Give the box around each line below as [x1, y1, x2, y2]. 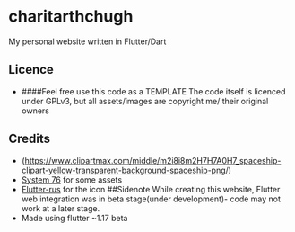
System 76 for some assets [21, 174, 123, 185]
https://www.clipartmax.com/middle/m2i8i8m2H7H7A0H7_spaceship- [24, 155, 282, 165]
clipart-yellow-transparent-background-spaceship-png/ [21, 165, 230, 175]
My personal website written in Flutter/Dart [8, 36, 167, 47]
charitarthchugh [8, 6, 134, 27]
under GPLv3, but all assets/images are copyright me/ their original [21, 95, 269, 106]
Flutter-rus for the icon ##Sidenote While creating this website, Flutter [21, 183, 281, 194]
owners [21, 105, 50, 116]
